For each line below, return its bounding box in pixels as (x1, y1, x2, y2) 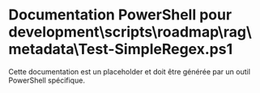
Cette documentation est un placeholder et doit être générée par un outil (8, 66, 251, 76)
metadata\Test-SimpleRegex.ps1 (8, 40, 233, 58)
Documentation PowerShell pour (8, 6, 232, 24)
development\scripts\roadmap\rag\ (8, 23, 253, 41)
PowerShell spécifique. (8, 75, 85, 85)
